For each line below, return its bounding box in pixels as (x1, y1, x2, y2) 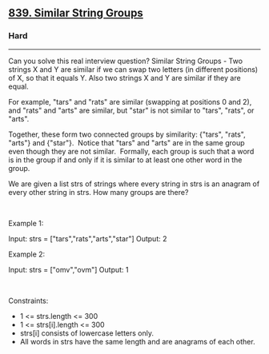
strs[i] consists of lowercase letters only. (19, 328, 155, 338)
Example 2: (8, 249, 46, 259)
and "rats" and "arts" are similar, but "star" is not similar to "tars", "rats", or (8, 105, 255, 115)
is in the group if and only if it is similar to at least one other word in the (8, 155, 243, 165)
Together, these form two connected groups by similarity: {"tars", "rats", (8, 129, 246, 139)
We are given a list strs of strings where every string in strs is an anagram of (8, 179, 260, 189)
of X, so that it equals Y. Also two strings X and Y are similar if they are (8, 73, 242, 82)
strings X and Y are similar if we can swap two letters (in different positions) (8, 64, 259, 74)
